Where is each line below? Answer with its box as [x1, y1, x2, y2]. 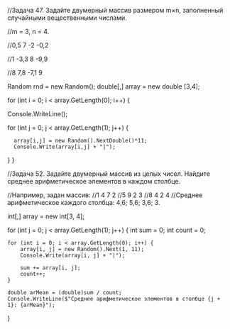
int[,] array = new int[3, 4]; [7, 212, 85, 221]
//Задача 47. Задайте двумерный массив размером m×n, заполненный [7, 6, 224, 14]
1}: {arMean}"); [7, 301, 55, 308]
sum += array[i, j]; [20, 264, 81, 272]
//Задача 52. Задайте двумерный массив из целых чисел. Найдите [7, 169, 211, 178]
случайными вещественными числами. [7, 13, 128, 22]
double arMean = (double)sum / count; [7, 289, 122, 296]
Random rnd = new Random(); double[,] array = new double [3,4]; [7, 82, 200, 91]
